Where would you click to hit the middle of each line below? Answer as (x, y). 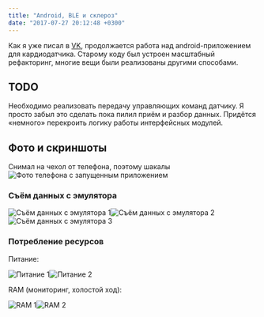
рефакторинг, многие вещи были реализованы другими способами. (123, 62)
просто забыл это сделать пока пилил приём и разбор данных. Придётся (132, 115)
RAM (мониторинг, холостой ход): (65, 289)
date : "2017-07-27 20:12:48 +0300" (67, 23)
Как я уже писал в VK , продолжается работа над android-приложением (130, 45)
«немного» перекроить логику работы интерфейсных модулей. (116, 123)
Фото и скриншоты (58, 147)
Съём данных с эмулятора (62, 196)
